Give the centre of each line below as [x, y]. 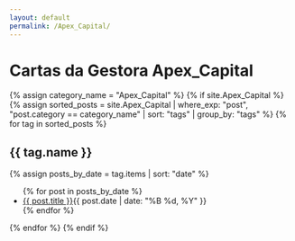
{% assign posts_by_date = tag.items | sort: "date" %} [109, 174]
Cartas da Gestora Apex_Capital [132, 71]
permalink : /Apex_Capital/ [60, 26]
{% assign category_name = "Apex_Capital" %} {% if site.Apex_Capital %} [147, 95]
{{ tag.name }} [51, 152]
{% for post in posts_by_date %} [82, 192]
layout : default [40, 18]
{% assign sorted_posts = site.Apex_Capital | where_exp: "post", [129, 105]
